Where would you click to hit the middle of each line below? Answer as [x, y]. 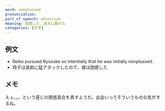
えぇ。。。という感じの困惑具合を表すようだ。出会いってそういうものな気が [81, 97]
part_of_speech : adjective [33, 19]
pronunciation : [21, 14]
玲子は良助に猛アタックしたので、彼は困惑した [60, 67]
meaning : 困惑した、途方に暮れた [35, 23]
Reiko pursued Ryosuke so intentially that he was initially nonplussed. [83, 61]
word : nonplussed [23, 10]
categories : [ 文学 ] [24, 28]
